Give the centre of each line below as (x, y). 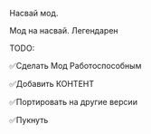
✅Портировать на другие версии (74, 102)
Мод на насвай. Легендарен (64, 30)
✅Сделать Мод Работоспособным (75, 66)
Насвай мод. (34, 13)
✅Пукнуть (29, 120)
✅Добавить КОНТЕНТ (52, 84)
